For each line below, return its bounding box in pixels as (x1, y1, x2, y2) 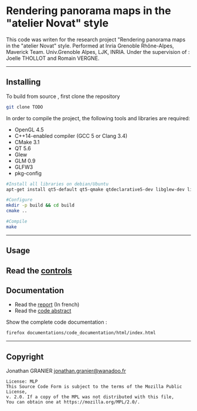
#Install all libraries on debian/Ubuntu (6, 181, 109, 187)
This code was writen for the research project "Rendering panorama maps (6, 36, 186, 43)
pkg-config (14, 169, 42, 176)
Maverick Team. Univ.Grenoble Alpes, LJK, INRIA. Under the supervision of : (6, 48, 190, 55)
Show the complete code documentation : (6, 318, 107, 326)
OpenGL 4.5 (14, 126, 44, 133)
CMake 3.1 (14, 138, 40, 145)
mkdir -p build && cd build (6, 202, 75, 209)
